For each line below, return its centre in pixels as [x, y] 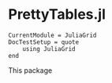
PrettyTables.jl [57, 14]
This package [30, 70]
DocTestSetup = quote [44, 42]
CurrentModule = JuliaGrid [52, 35]
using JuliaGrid [49, 49]
